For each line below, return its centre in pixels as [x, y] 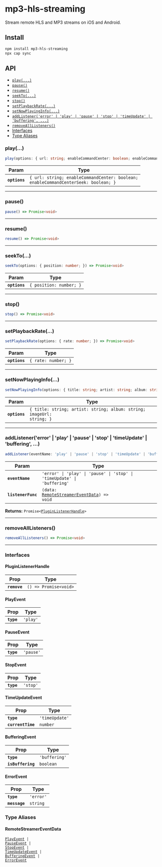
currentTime [21, 725]
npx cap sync [18, 53]
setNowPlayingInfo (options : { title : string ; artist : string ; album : [76, 390]
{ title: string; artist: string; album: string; [88, 409]
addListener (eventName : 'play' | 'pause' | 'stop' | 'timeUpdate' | [75, 454]
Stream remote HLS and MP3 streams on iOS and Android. [63, 22]
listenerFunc [22, 495]
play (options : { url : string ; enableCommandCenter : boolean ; [68, 158]
